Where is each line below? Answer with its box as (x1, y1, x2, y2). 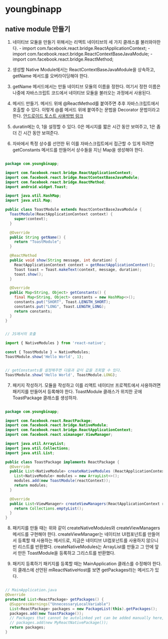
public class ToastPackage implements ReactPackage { (5, 459, 120, 464)
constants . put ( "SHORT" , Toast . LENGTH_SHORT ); (14, 299, 111, 304)
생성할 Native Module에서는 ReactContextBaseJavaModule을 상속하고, (12, 67, 155, 72)
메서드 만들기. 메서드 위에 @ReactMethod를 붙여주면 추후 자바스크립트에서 (12, 100, 159, 106)
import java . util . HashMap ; (5, 193, 61, 199)
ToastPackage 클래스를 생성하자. (12, 395, 78, 401)
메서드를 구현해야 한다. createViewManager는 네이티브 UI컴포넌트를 (12, 531, 146, 537)
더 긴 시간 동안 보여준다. (12, 130, 59, 136)
